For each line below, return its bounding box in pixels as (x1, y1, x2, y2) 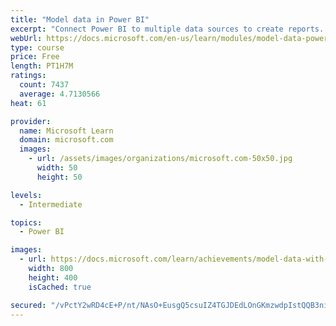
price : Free (10, 52, 60, 62)
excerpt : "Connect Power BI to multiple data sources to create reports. (10, 24, 325, 34)
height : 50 (36, 172, 83, 182)
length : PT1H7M (10, 61, 74, 71)
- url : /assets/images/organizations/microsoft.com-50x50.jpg (28, 154, 293, 164)
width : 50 (36, 163, 78, 173)
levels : (10, 190, 43, 200)
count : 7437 (19, 80, 70, 90)
